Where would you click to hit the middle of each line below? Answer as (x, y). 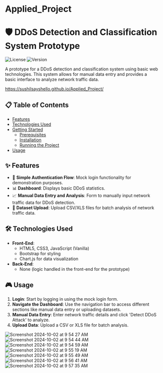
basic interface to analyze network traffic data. (52, 80)
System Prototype (42, 46)
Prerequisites (33, 134)
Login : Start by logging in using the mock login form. (65, 299)
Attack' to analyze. (31, 320)
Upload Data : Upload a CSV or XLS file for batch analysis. (70, 325)
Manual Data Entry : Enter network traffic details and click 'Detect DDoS (84, 315)
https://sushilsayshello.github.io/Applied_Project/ (54, 89)
